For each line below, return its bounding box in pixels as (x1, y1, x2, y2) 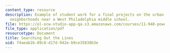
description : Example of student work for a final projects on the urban (5, 12, 164, 17)
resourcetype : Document (5, 31, 56, 36)
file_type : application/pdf (5, 26, 65, 31)
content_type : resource (5, 7, 56, 13)
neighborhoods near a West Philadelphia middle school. (10, 17, 130, 22)
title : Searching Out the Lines (5, 36, 73, 41)
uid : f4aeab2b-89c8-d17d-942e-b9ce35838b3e (5, 40, 99, 45)
